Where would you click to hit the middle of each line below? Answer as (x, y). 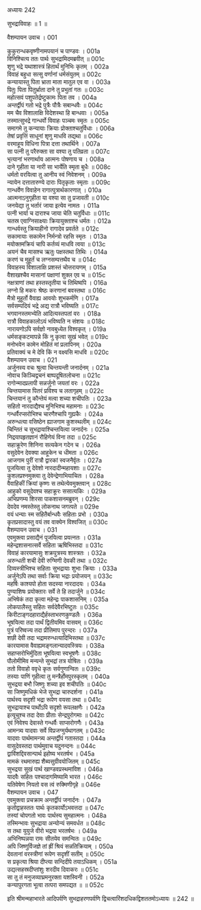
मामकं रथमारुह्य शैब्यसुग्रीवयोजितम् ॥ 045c (54, 761)
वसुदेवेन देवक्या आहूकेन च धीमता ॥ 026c (53, 453)
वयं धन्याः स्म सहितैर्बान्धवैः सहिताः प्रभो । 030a (57, 514)
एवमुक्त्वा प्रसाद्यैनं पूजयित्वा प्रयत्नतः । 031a (54, 537)
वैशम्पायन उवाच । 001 (32, 37)
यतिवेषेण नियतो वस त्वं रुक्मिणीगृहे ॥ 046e (54, 784)
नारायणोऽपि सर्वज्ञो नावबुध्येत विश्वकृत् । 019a (57, 329)
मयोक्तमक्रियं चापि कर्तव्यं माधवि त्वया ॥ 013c (56, 244)
